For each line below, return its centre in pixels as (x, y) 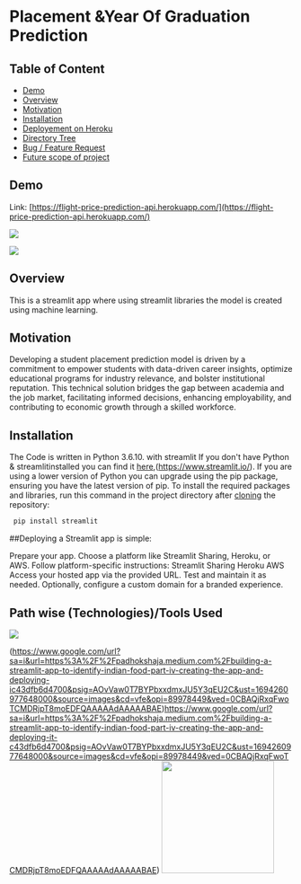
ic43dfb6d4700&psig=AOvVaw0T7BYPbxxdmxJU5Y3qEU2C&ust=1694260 (149, 689)
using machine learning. (54, 309)
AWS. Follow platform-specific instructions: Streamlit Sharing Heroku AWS (147, 566)
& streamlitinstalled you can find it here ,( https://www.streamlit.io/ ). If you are (151, 467)
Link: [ (21, 207)
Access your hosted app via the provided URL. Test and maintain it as (138, 575)
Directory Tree (49, 138)
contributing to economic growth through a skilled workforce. (123, 407)
